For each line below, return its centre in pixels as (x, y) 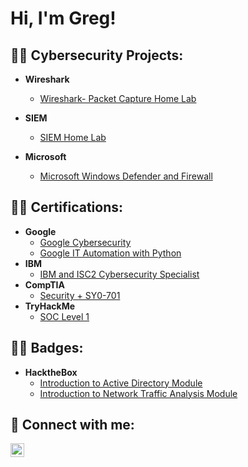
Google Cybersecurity (85, 242)
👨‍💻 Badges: (47, 348)
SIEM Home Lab (73, 137)
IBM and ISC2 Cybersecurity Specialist (119, 274)
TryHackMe (50, 306)
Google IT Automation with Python (110, 253)
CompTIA (44, 284)
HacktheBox (51, 372)
